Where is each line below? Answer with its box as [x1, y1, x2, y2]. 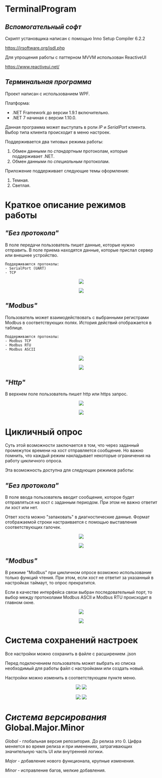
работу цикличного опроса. [5, 458, 62, 464]
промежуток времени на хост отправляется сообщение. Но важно [5, 448, 144, 454]
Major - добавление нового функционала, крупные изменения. [5, 758, 135, 763]
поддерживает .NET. [12, 153, 55, 159]
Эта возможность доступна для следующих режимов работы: [5, 467, 134, 473]
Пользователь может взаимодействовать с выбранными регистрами [5, 314, 149, 320]
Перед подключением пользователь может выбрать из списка [5, 660, 136, 666]
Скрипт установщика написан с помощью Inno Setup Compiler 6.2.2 [5, 35, 146, 41]
